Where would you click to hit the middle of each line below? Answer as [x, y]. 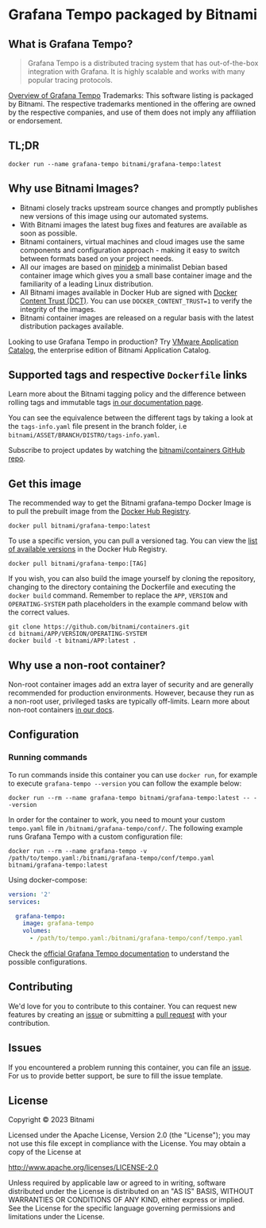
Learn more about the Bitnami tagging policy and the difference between [127, 394]
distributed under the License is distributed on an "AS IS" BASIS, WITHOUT [131, 1191]
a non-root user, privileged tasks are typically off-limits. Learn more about [129, 701]
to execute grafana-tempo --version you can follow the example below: [125, 783]
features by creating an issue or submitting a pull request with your [118, 1014]
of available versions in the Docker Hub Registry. [88, 549]
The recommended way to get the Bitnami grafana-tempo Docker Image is [130, 503]
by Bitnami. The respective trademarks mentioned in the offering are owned [132, 104]
